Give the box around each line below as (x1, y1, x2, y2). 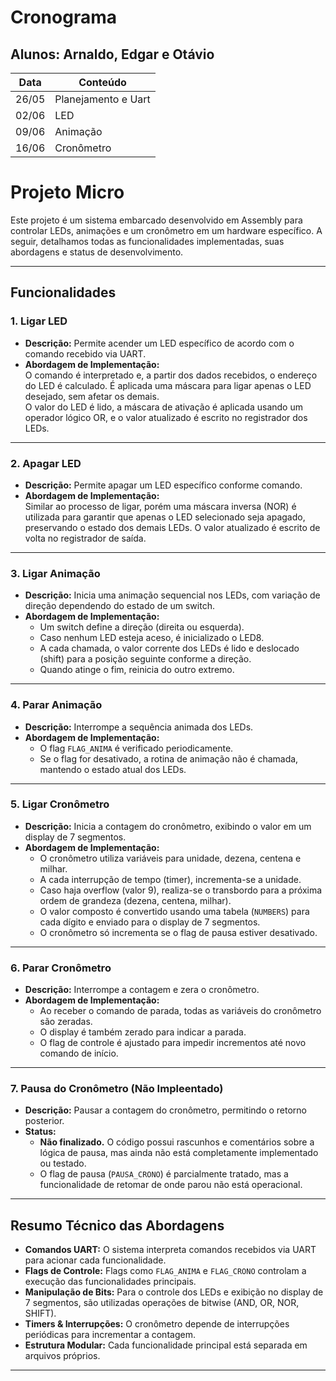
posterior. (24, 1115, 65, 1127)
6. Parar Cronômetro (10, 961, 112, 975)
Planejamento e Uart (54, 92, 151, 106)
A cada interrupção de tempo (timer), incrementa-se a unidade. (39, 873, 302, 885)
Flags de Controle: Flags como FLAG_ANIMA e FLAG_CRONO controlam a (24, 1265, 307, 1277)
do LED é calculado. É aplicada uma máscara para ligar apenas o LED (24, 379, 312, 391)
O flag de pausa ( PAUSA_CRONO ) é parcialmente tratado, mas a (39, 1168, 289, 1180)
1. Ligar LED (10, 314, 68, 328)
